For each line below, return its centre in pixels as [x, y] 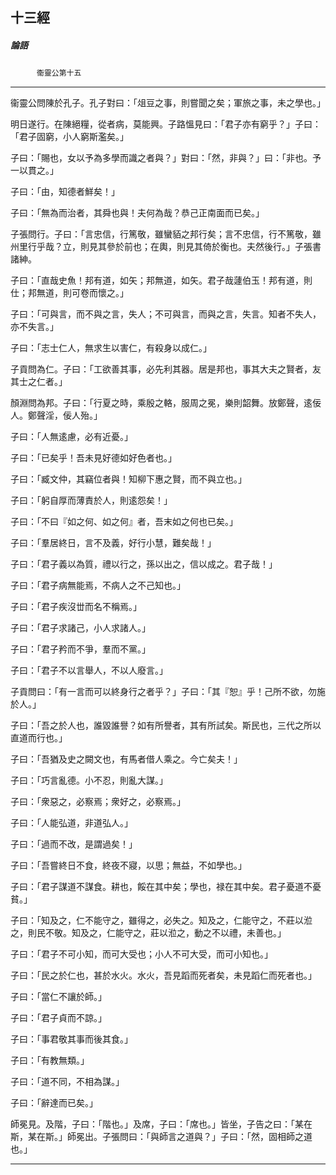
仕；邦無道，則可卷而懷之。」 [69, 293]
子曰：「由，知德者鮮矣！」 [65, 192]
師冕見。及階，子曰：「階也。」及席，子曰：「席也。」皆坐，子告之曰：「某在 [161, 1124]
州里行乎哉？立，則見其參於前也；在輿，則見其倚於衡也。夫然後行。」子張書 [166, 247]
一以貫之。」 [34, 170]
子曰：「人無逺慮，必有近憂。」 [71, 437]
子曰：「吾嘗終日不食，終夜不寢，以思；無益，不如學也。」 [128, 865]
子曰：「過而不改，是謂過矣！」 [74, 844]
